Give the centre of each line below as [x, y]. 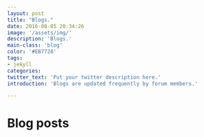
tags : [15, 58]
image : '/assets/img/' [39, 33]
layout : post [26, 13]
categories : [24, 71]
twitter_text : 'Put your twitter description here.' [84, 77]
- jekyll [20, 64]
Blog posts [38, 123]
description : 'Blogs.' [39, 39]
